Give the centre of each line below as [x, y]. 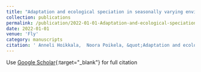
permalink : [20, 23]
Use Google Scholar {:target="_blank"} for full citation [72, 62]
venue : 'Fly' [22, 34]
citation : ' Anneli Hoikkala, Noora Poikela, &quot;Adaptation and [93, 46]
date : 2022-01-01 [28, 28]
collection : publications [38, 17]
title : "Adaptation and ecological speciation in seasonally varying [95, 12]
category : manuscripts [34, 40]
